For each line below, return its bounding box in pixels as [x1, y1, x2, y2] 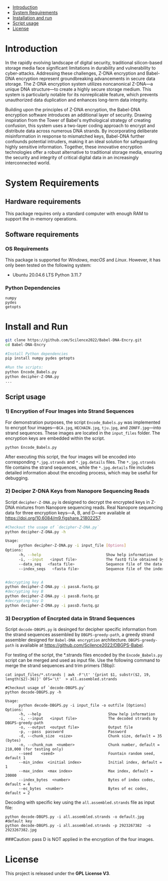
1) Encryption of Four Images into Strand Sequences [5, 408, 134, 415]
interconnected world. [5, 160, 51, 166]
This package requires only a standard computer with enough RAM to [5, 210, 148, 216]
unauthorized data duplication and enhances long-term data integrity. [5, 97, 148, 103]
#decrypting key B [5, 589, 43, 594]
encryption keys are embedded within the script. [5, 435, 105, 441]
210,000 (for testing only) [5, 747, 64, 752]
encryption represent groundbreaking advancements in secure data [15, 75, 155, 82]
